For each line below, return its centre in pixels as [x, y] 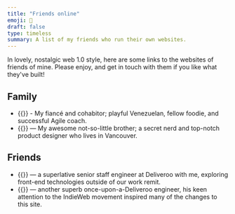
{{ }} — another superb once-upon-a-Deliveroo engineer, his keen [112, 189]
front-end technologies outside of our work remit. [89, 182]
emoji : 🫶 [20, 20]
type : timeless [29, 33]
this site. [29, 204]
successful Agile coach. [52, 120]
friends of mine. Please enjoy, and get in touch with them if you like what [112, 67]
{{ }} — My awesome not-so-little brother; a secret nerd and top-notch [118, 128]
